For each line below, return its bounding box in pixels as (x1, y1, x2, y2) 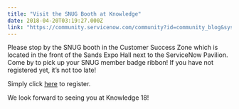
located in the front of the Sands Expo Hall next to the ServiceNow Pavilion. (7, 51, 229, 59)
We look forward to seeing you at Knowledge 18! (7, 93, 149, 102)
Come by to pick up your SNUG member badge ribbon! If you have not (7, 58, 214, 67)
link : (7, 24, 23, 31)
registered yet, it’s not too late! (7, 66, 97, 75)
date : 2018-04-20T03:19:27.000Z (7, 17, 103, 24)
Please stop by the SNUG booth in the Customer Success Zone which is (7, 43, 218, 52)
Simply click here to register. (7, 80, 91, 88)
